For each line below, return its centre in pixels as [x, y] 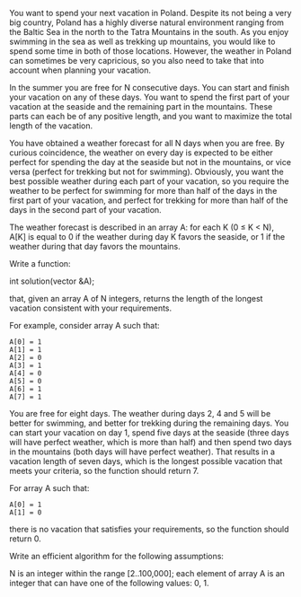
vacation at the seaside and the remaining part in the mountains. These [141, 106]
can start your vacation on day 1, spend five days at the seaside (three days [149, 433]
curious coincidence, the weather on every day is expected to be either [142, 153]
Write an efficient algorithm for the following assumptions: [117, 556]
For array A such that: [49, 488]
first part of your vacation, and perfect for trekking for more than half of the [149, 200]
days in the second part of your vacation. [85, 210]
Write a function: [40, 263]
